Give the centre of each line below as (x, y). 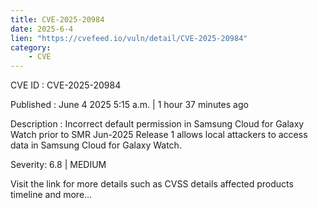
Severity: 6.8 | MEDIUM (58, 165)
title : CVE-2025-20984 (57, 19)
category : (31, 47)
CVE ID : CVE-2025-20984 (66, 85)
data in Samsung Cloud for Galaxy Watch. (96, 145)
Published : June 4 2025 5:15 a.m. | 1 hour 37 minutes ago (129, 105)
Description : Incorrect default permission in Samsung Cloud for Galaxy (157, 124)
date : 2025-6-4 (42, 29)
